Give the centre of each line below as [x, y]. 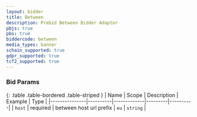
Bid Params [23, 82]
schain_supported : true [36, 50]
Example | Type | [27, 101]
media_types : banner [32, 45]
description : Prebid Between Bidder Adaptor [62, 23]
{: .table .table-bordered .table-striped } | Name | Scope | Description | [92, 95]
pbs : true [18, 34]
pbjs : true [20, 28]
